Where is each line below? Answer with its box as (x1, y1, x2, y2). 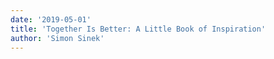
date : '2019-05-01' (10, 14, 92, 25)
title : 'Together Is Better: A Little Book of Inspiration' (10, 24, 267, 34)
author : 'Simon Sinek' (10, 33, 105, 43)
